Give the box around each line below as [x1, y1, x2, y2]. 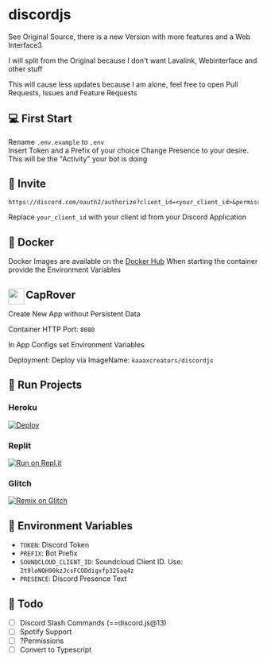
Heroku [8, 402, 37, 413]
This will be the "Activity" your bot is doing [8, 153, 148, 164]
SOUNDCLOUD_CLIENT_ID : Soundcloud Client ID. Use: [19, 557, 184, 567]
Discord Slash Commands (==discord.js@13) [19, 617, 167, 627]
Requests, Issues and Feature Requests [8, 87, 137, 97]
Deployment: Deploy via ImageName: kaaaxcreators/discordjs [8, 355, 214, 365]
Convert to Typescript [19, 645, 92, 655]
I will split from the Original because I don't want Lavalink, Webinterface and [8, 56, 257, 65]
